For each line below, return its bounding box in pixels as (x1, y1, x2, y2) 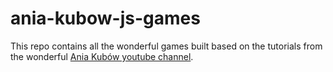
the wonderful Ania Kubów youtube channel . (10, 50, 194, 62)
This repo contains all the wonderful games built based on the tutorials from (10, 40, 323, 52)
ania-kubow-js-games (10, 7, 201, 30)
